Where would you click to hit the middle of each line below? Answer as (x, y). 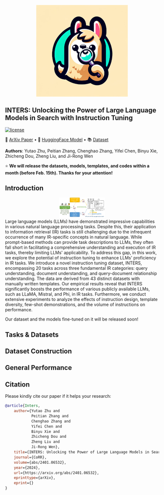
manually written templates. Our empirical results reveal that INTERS (74, 284)
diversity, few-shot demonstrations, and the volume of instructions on (75, 304)
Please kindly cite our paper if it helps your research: (58, 396)
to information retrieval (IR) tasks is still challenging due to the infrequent (78, 232)
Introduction (24, 188)
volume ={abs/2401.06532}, (40, 462)
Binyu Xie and (45, 431)
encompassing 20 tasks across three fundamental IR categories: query (76, 268)
